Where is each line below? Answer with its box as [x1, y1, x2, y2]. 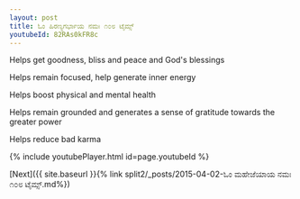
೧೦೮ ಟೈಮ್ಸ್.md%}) [9, 179, 70, 190]
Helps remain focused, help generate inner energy [9, 72, 196, 83]
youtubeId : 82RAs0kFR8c [9, 30, 99, 39]
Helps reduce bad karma [9, 134, 102, 145]
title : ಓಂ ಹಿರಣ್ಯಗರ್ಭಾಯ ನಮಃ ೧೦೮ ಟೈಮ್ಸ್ [9, 22, 134, 31]
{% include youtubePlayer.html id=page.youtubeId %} [9, 151, 210, 162]
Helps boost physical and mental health [9, 89, 156, 100]
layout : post [9, 13, 59, 23]
